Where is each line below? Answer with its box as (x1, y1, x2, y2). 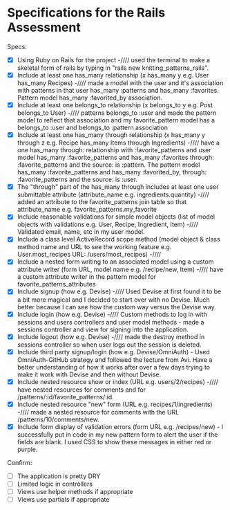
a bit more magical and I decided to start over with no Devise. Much (17, 295, 210, 304)
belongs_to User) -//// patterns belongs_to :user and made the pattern (17, 109, 217, 117)
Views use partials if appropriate (17, 495, 110, 504)
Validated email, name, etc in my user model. (17, 228, 145, 236)
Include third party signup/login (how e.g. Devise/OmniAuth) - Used (17, 347, 211, 356)
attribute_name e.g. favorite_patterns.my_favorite (17, 206, 157, 214)
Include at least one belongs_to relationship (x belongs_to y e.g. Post (17, 101, 213, 109)
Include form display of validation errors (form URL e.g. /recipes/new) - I (17, 422, 224, 430)
